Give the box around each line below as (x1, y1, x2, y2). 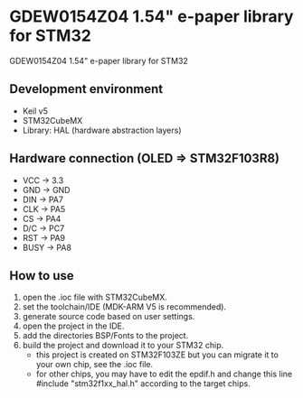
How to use (9, 268, 74, 283)
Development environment (9, 81, 164, 97)
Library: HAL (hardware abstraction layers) (22, 125, 183, 135)
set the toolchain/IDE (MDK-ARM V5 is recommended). (22, 301, 227, 312)
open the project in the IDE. (22, 320, 125, 331)
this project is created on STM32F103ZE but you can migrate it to (35, 349, 279, 360)
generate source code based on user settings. (22, 311, 195, 322)
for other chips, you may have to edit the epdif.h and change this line (35, 368, 292, 380)
